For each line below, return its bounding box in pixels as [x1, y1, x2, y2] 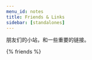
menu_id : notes [6, 8, 44, 15]
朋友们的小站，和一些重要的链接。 [6, 36, 90, 44]
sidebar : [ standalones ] [6, 19, 65, 25]
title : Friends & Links [6, 14, 65, 20]
